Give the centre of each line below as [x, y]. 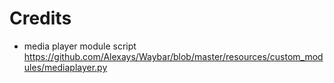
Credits [40, 18]
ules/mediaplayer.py [65, 67]
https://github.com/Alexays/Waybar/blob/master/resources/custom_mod [173, 56]
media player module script [80, 46]
